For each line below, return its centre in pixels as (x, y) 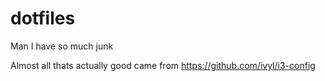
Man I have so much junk (62, 46)
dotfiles (43, 18)
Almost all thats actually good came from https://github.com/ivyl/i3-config (163, 65)
